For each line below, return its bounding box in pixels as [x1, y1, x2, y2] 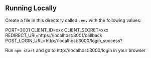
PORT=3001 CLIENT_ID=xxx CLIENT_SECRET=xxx [5, 27, 109, 33]
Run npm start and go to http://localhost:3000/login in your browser [5, 47, 146, 53]
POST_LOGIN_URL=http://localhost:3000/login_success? [5, 37, 123, 43]
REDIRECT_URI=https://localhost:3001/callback [5, 32, 102, 38]
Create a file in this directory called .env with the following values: [5, 17, 141, 23]
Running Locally [5, 4, 57, 12]
